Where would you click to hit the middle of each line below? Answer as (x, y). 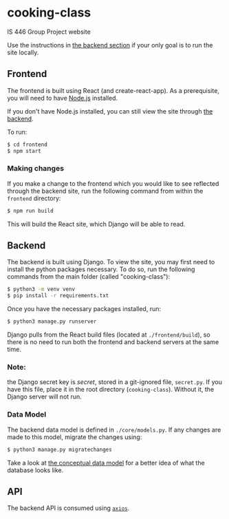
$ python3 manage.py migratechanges (59, 449)
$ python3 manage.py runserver (52, 321)
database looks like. (35, 470)
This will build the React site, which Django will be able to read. (96, 224)
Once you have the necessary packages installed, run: (84, 309)
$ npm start (24, 151)
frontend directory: (34, 198)
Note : (17, 368)
